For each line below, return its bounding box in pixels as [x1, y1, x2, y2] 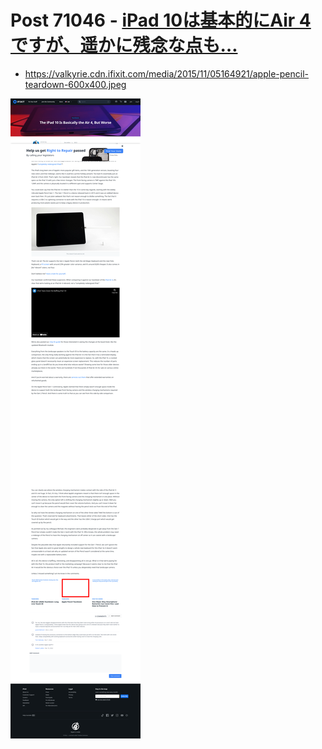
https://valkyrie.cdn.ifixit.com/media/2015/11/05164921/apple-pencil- [24, 67, 309, 80]
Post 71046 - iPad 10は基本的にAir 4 [10, 9, 312, 32]
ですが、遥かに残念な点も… [10, 34, 238, 57]
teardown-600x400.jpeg [24, 78, 127, 90]
